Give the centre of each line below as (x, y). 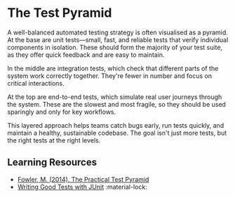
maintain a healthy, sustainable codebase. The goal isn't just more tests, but (117, 133)
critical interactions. (36, 83)
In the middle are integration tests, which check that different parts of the (113, 68)
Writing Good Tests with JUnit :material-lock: (82, 187)
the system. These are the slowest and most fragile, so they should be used (117, 104)
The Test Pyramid (60, 13)
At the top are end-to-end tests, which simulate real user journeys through (115, 97)
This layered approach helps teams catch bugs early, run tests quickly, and (116, 125)
